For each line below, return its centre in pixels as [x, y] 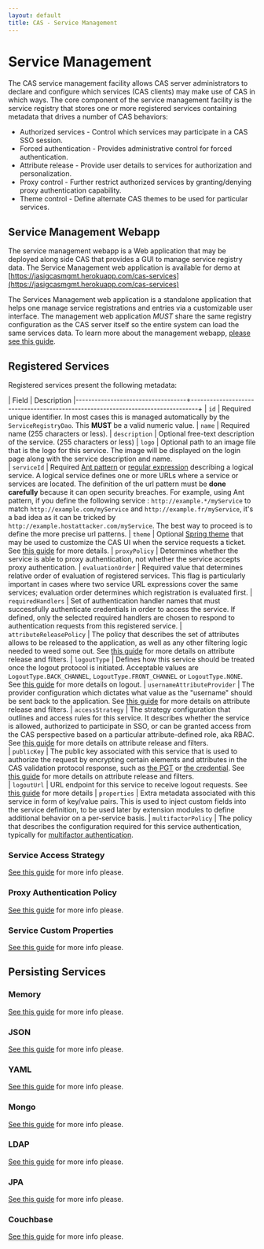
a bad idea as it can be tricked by [62, 518]
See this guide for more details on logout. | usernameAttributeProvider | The [132, 684]
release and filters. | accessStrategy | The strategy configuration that [119, 709]
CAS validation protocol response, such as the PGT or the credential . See [126, 768]
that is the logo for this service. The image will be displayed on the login [125, 451]
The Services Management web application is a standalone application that [130, 300]
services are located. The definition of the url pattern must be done [117, 484]
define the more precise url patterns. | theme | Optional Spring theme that [126, 534]
